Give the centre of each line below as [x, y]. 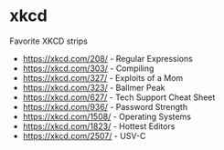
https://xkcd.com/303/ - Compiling [88, 68]
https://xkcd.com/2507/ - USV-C [84, 135]
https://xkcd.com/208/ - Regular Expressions [108, 58]
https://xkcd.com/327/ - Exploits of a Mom [103, 77]
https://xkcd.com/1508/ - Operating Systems [107, 116]
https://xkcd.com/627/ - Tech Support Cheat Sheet [119, 97]
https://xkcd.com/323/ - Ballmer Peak [94, 87]
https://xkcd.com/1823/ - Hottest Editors [99, 126]
